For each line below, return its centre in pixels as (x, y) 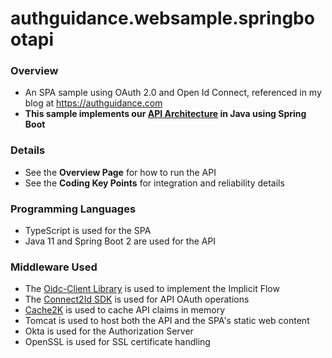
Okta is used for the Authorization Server (109, 331)
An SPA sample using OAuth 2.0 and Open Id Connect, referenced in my (173, 93)
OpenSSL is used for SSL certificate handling (117, 342)
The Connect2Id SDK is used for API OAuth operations (137, 299)
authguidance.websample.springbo (162, 18)
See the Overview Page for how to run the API (120, 172)
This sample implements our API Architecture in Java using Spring (165, 114)
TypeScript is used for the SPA (88, 231)
